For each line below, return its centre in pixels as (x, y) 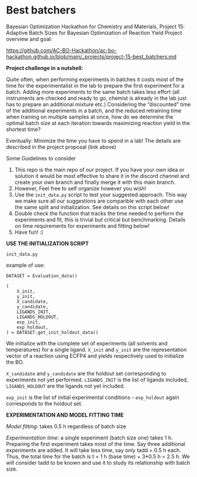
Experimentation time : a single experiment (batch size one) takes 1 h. (89, 438)
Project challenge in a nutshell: (45, 68)
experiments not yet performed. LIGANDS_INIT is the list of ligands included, (97, 379)
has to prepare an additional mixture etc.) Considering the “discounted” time (98, 104)
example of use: (26, 265)
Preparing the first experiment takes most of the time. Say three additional (96, 444)
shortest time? (24, 129)
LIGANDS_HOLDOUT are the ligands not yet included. (66, 386)
